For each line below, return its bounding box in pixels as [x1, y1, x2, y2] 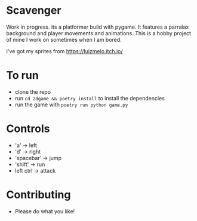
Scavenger [6, 4, 61, 17]
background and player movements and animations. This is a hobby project [6, 29, 192, 36]
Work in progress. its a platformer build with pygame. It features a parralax [6, 23, 189, 30]
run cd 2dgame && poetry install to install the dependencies [14, 94, 165, 102]
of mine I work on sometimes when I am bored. [6, 36, 122, 43]
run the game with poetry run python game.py [14, 101, 128, 108]
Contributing [6, 188, 71, 201]
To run [6, 69, 39, 82]
